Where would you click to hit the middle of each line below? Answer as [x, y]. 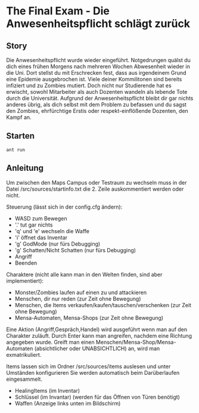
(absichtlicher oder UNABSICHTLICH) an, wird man [97, 348]
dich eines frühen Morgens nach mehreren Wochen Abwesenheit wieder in [98, 66]
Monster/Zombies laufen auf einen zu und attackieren [81, 292]
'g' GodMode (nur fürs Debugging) [57, 244]
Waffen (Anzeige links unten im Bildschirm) [68, 403]
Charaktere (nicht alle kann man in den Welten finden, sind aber [84, 274]
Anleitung [25, 168]
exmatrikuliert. [24, 354]
